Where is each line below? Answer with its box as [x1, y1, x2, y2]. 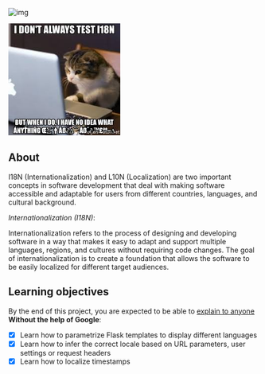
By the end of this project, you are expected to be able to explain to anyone [8, 306, 255, 316]
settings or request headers [19, 348, 111, 357]
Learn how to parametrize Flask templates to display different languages [19, 330, 257, 340]
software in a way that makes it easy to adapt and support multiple [8, 236, 227, 246]
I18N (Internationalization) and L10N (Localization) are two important [8, 172, 232, 181]
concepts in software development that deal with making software [8, 180, 225, 190]
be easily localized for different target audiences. [8, 262, 170, 271]
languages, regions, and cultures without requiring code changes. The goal [8, 245, 255, 255]
